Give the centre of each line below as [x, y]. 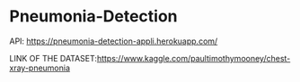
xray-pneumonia [40, 68]
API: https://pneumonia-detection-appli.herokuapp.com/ [114, 41]
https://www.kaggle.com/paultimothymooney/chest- [194, 58]
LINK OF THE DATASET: [53, 58]
